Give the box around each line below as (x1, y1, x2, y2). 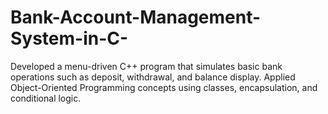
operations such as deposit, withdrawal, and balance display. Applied (10, 71, 296, 83)
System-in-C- (10, 27, 129, 50)
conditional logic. (10, 92, 82, 104)
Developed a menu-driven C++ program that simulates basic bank (10, 60, 283, 72)
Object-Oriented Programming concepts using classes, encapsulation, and (10, 81, 318, 93)
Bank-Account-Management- (10, 6, 262, 29)
